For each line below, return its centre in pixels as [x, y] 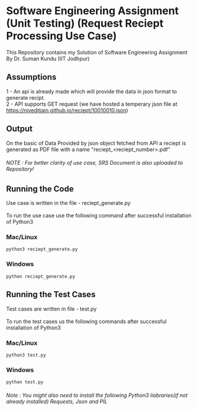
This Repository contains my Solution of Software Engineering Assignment [97, 52]
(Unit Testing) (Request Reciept [85, 23]
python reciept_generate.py [41, 276]
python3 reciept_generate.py [42, 249]
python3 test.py [26, 355]
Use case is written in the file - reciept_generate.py [69, 203]
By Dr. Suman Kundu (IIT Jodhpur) [48, 58]
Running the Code [40, 189]
